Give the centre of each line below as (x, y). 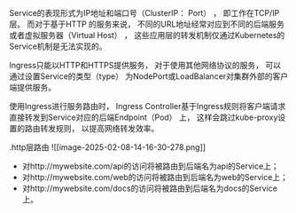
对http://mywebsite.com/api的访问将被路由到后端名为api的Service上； (150, 166)
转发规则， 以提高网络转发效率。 (99, 128)
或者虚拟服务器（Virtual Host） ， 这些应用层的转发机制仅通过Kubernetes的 (147, 35)
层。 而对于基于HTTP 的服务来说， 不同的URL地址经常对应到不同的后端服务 (147, 24)
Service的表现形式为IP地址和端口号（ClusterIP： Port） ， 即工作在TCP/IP (144, 13)
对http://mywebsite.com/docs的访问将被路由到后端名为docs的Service (149, 188)
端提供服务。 (32, 87)
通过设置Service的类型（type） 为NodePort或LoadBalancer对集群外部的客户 (149, 76)
